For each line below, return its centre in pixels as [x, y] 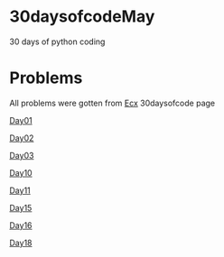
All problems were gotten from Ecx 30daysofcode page [112, 103]
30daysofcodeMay [82, 17]
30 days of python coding [57, 41]
